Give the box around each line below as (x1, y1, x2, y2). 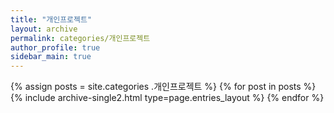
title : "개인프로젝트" (10, 14, 93, 25)
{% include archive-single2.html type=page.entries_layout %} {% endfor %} (10, 92, 325, 104)
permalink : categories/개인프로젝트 (10, 33, 151, 43)
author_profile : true (10, 42, 101, 53)
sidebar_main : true (10, 52, 92, 62)
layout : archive (10, 24, 78, 34)
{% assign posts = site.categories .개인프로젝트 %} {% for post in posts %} (10, 81, 317, 93)
